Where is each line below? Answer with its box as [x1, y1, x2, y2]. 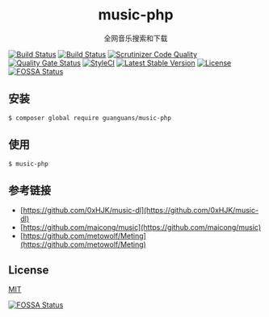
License [8, 263, 49, 277]
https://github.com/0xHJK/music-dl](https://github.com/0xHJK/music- [23, 206, 259, 215]
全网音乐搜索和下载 [103, 33, 168, 43]
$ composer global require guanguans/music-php [8, 114, 172, 122]
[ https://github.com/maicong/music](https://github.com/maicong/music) [19, 223, 262, 232]
